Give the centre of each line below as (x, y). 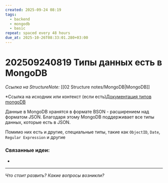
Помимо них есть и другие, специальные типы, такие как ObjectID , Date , (83, 132)
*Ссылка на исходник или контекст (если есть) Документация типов (78, 96)
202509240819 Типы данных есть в (84, 62)
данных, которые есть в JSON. (38, 122)
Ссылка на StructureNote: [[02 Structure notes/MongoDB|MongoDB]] (77, 87)
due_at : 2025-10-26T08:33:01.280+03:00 (47, 38)
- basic (18, 28)
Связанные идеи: (27, 150)
